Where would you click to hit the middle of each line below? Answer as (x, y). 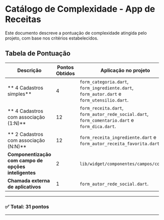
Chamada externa (29, 180)
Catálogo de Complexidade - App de (80, 9)
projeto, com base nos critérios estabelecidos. (52, 38)
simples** (20, 94)
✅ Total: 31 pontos (27, 206)
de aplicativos (24, 187)
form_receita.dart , (102, 108)
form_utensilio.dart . (104, 100)
